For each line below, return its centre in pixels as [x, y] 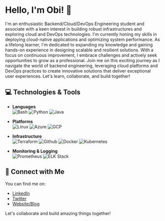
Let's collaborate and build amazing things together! [58, 213]
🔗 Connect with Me [35, 172]
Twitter [19, 198]
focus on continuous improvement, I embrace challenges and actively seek [81, 55]
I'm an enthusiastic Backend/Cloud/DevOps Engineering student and [75, 24]
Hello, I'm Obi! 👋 [38, 10]
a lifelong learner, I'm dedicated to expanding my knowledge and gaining [79, 44]
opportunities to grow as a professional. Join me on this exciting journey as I [82, 60]
